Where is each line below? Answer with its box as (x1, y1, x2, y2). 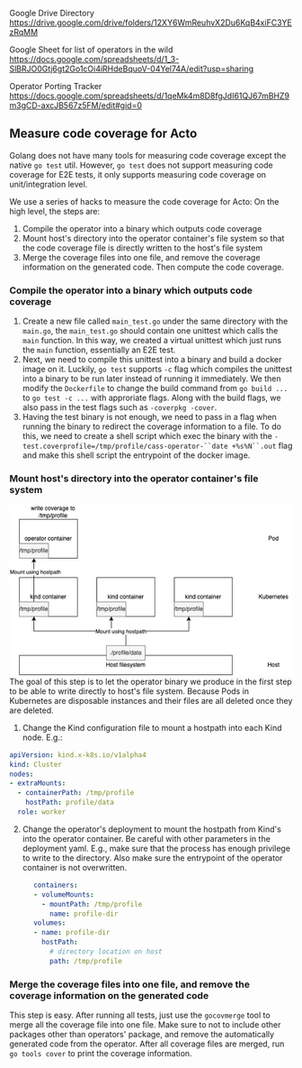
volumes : (32, 918, 67, 927)
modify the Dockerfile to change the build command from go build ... (22, 383, 289, 394)
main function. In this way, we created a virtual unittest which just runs (22, 335, 281, 346)
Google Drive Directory (9, 8, 94, 18)
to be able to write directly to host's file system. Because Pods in (9, 685, 250, 697)
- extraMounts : (9, 779, 67, 788)
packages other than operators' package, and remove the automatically (9, 1029, 275, 1040)
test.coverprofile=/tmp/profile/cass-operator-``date (22, 442, 228, 452)
